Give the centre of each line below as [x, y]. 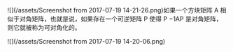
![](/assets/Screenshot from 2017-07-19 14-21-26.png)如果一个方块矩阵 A [113, 10]
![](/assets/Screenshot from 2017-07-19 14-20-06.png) [86, 41]
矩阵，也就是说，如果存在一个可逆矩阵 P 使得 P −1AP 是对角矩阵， [127, 19]
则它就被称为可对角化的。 [44, 27]
